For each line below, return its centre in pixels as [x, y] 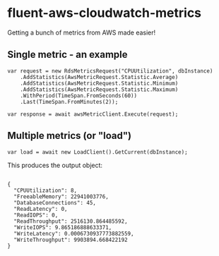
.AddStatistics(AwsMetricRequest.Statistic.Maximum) [99, 90]
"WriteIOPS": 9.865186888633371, [63, 227]
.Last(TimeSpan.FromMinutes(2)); [69, 102]
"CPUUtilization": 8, [46, 190]
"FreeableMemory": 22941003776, [61, 196]
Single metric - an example [68, 55]
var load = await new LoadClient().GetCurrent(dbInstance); [98, 152]
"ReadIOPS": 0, [36, 215]
